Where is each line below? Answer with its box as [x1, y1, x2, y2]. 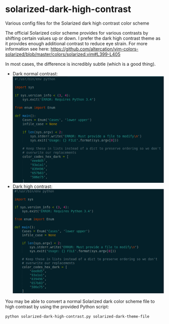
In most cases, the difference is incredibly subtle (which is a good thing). [5, 61, 156, 67]
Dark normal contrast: [12, 70, 58, 76]
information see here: [5, 46, 50, 52]
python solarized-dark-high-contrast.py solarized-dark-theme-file [5, 314, 150, 319]
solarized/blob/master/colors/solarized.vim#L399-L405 [5, 51, 121, 57]
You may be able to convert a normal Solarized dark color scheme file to [5, 298, 155, 304]
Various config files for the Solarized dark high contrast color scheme [5, 20, 149, 26]
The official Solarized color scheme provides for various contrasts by [5, 30, 148, 36]
